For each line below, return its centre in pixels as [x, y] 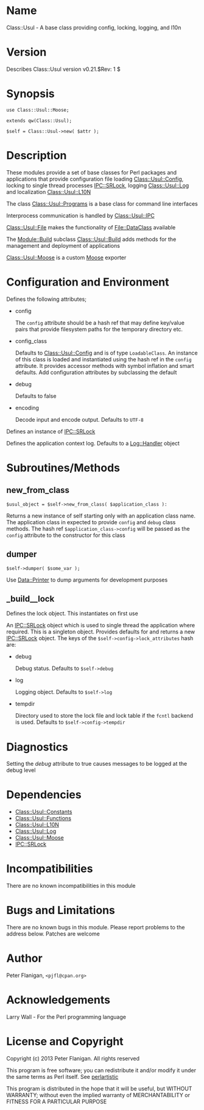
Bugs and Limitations [61, 910]
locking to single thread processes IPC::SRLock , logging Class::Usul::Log [98, 185]
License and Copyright [65, 1042]
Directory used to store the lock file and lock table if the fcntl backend [104, 716]
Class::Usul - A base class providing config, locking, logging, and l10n [94, 27]
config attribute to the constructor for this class [66, 535]
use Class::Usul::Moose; [38, 110]
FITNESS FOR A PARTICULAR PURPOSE [57, 1101]
